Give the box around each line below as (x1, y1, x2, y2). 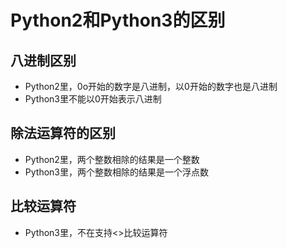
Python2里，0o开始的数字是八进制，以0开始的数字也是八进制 (24, 81, 278, 92)
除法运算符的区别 (10, 125, 116, 142)
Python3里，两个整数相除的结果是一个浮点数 (24, 166, 209, 178)
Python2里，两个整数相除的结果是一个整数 (24, 153, 200, 165)
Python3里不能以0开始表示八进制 (24, 93, 162, 105)
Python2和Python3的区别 (10, 9, 226, 32)
